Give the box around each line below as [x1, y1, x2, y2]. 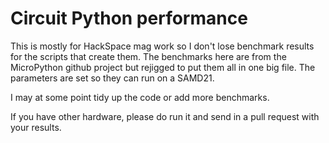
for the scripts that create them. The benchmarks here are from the [10, 50, 287, 62]
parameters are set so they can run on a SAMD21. [10, 72, 215, 84]
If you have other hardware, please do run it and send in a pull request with [10, 110, 320, 122]
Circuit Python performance [10, 7, 248, 30]
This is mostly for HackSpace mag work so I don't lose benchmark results [10, 40, 315, 52]
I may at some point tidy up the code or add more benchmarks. [10, 91, 270, 103]
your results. [10, 121, 62, 133]
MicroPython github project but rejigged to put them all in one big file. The [10, 61, 316, 73]
